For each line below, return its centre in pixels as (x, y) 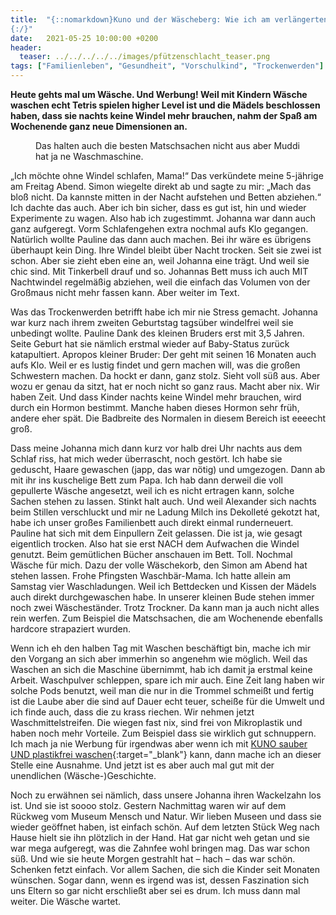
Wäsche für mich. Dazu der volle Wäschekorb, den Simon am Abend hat (159, 565)
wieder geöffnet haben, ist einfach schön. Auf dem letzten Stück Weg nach (165, 827)
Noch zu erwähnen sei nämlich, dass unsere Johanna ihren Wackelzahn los (166, 795)
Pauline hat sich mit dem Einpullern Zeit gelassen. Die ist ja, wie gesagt (156, 533)
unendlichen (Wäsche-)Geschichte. (83, 775)
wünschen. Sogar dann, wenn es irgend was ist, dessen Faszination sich (160, 880)
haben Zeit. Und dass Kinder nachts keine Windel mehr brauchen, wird (156, 397)
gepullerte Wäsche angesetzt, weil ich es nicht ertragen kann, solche (152, 490)
